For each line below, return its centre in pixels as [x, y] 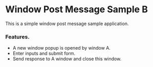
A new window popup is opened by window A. [62, 48]
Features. [17, 37]
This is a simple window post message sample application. [67, 24]
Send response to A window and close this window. [67, 59]
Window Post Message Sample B [77, 9]
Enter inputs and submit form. [44, 53]
